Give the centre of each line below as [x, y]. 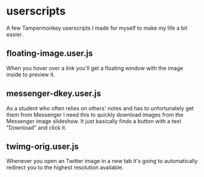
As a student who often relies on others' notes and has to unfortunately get [100, 108]
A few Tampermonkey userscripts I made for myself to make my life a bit [97, 28]
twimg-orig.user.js [42, 146]
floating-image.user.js [49, 54]
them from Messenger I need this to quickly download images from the [95, 115]
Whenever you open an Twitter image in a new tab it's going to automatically [102, 161]
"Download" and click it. [36, 127]
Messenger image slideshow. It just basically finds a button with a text [94, 121]
